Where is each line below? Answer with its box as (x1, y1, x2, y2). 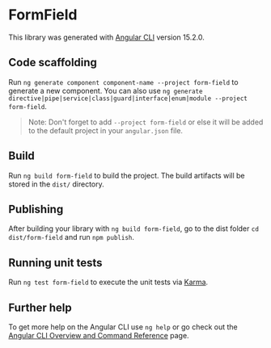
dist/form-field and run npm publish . (8, 233, 135, 242)
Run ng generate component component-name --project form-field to (8, 77, 239, 86)
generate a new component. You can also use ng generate (8, 86, 203, 95)
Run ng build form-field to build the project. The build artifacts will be (8, 170, 245, 180)
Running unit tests (8, 256, 103, 270)
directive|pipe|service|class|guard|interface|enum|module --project (8, 94, 248, 103)
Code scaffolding (8, 56, 97, 69)
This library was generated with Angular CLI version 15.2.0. (8, 32, 205, 42)
